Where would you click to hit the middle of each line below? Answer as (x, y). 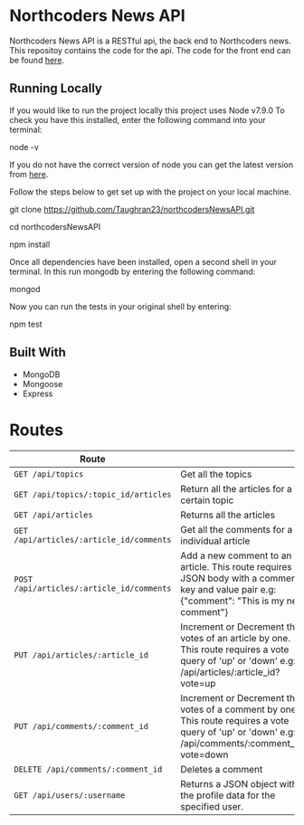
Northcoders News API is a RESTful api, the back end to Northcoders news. (150, 41)
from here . (29, 174)
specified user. (212, 806)
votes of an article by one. (236, 638)
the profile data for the (228, 795)
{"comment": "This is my (233, 601)
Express (38, 394)
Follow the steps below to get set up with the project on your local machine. (150, 192)
